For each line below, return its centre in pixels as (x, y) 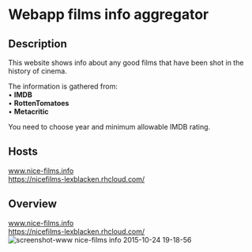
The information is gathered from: (63, 86)
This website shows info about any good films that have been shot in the (126, 62)
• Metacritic (28, 111)
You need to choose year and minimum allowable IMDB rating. (109, 127)
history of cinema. (38, 71)
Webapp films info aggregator (109, 15)
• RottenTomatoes (39, 103)
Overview (33, 204)
